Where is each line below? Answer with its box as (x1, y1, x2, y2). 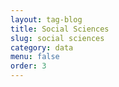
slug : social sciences (10, 33, 105, 43)
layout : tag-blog (10, 14, 83, 25)
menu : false (10, 52, 60, 62)
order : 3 (10, 61, 47, 71)
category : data (10, 42, 74, 53)
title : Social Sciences (10, 24, 110, 34)
